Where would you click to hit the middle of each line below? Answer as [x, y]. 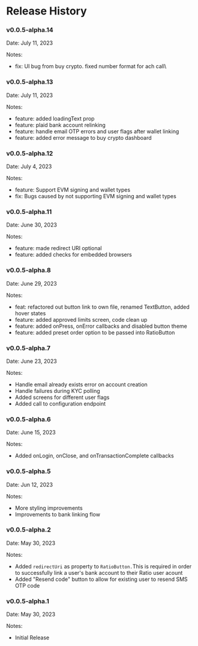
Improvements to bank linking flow [58, 514]
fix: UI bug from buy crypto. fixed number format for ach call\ [91, 66]
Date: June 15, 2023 [31, 433]
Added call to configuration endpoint [60, 403]
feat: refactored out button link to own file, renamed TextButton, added [102, 307]
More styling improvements [49, 508]
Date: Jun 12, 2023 [29, 485]
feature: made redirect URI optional [58, 248]
